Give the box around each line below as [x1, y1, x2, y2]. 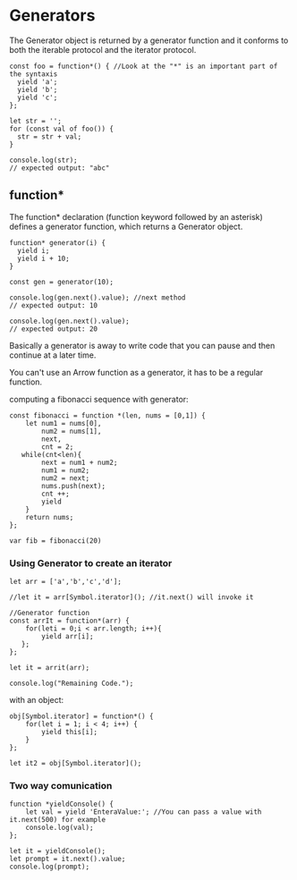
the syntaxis [9, 69, 58, 79]
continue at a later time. [9, 350, 97, 360]
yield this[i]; [41, 728, 98, 737]
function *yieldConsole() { [9, 800, 115, 809]
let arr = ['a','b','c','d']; [9, 578, 123, 587]
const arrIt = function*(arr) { [9, 616, 130, 626]
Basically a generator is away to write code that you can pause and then [9, 340, 276, 351]
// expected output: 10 [9, 300, 98, 309]
